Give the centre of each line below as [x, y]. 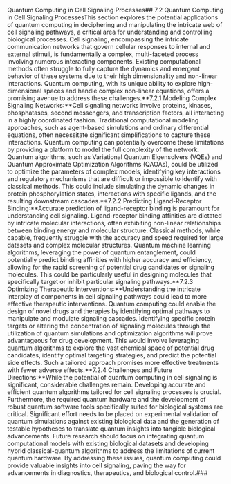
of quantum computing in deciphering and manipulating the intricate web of [115, 25]
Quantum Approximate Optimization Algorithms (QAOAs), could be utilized [113, 164]
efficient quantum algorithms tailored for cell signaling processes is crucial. [114, 392]
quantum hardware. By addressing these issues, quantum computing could [114, 458]
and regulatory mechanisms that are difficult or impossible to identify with [112, 179]
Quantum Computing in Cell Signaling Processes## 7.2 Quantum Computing [115, 10]
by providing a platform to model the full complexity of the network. [103, 149]
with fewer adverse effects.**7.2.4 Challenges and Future [90, 370]
